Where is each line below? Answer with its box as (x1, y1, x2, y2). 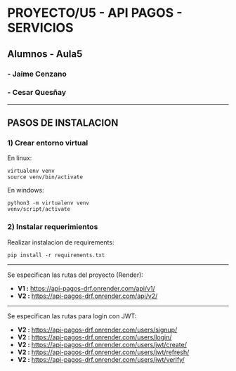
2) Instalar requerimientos (7, 222, 98, 232)
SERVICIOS (7, 20, 74, 36)
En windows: (7, 186, 44, 195)
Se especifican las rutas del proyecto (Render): (7, 271, 144, 279)
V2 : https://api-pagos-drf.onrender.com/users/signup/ (17, 325, 178, 334)
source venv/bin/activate (7, 174, 83, 181)
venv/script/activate (7, 206, 71, 213)
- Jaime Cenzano (7, 69, 67, 79)
